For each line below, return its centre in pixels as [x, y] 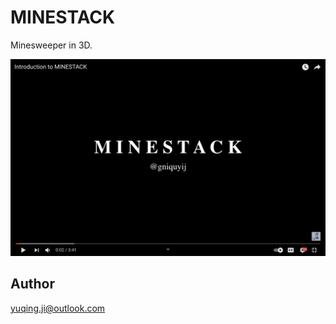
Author [32, 284]
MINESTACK [63, 17]
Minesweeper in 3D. [51, 45]
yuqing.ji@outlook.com [58, 308]
